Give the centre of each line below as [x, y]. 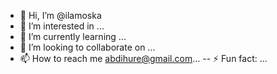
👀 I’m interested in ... [62, 26]
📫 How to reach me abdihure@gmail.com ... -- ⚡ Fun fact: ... [143, 58]
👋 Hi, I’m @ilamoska [60, 15]
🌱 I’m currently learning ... [73, 36]
